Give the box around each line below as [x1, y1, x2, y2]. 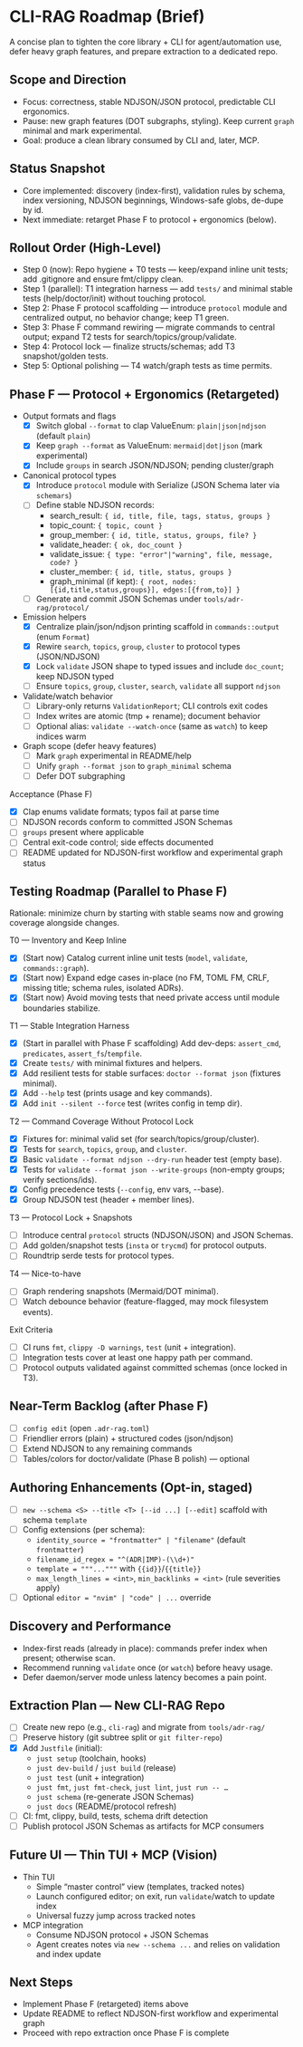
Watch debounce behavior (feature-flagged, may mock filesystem [22, 1296, 269, 1307]
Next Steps [9, 1975, 73, 1990]
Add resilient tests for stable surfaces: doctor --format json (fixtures [22, 1067, 282, 1079]
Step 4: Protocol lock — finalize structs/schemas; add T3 [22, 341, 235, 352]
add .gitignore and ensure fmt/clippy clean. [22, 274, 184, 284]
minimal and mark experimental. [22, 125, 143, 136]
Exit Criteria [9, 1324, 53, 1335]
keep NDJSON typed [35, 670, 115, 681]
